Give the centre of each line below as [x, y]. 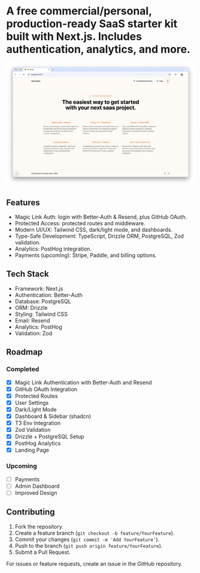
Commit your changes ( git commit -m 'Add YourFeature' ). [87, 539]
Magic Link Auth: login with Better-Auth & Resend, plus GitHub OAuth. [101, 217]
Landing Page [32, 450]
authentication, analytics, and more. [98, 50]
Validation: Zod [34, 333]
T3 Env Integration [38, 423]
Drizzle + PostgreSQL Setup [49, 437]
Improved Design [36, 493]
